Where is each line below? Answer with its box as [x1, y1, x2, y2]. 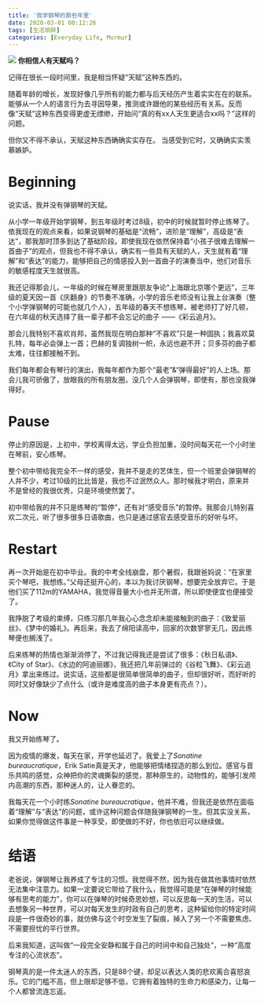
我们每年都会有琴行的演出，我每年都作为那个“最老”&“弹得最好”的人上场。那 [8, 365, 251, 375]
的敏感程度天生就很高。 [8, 266, 84, 276]
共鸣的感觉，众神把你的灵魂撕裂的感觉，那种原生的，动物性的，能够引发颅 [14, 771, 256, 780]
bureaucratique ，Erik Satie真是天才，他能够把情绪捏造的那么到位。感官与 [8, 761, 247, 770]
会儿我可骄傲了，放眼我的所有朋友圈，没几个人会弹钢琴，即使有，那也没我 [8, 375, 249, 385]
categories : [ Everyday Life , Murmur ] [8, 33, 132, 42]
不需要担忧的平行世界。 [8, 924, 84, 933]
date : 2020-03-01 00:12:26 [8, 19, 97, 27]
